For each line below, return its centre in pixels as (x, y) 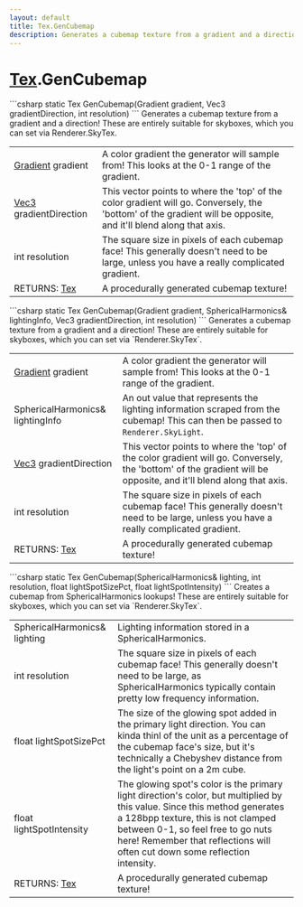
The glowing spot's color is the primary (200, 784)
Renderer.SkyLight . (163, 432)
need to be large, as (159, 676)
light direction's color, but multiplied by (199, 796)
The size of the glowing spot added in (197, 713)
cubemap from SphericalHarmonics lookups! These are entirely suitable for (149, 596)
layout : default (40, 18)
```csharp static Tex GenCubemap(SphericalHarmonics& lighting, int (135, 577)
